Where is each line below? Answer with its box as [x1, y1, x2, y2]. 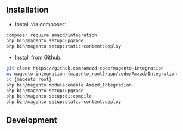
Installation [6, 5, 49, 15]
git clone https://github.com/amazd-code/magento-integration [6, 65, 164, 71]
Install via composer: [14, 20, 66, 27]
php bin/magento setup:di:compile [6, 93, 92, 99]
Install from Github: [14, 54, 62, 61]
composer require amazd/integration [6, 32, 97, 38]
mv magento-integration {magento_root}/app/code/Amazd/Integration [6, 71, 178, 77]
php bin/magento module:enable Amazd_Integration [6, 82, 132, 88]
